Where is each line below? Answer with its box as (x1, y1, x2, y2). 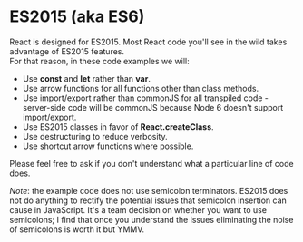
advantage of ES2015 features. (9, 45, 125, 56)
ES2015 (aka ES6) (9, 6, 145, 27)
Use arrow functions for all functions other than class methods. (22, 82, 259, 93)
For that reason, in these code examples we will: (9, 55, 190, 66)
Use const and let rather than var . (22, 73, 151, 83)
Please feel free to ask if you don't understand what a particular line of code (9, 158, 294, 169)
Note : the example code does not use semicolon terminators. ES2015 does (9, 185, 288, 196)
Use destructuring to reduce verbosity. (22, 131, 168, 141)
